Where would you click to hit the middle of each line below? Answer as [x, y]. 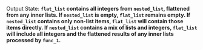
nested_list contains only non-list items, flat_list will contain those [95, 21]
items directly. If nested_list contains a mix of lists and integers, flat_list [102, 27]
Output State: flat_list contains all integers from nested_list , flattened [98, 9]
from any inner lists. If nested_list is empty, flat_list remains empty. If [98, 15]
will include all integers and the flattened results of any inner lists [90, 34]
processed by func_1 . [34, 40]
